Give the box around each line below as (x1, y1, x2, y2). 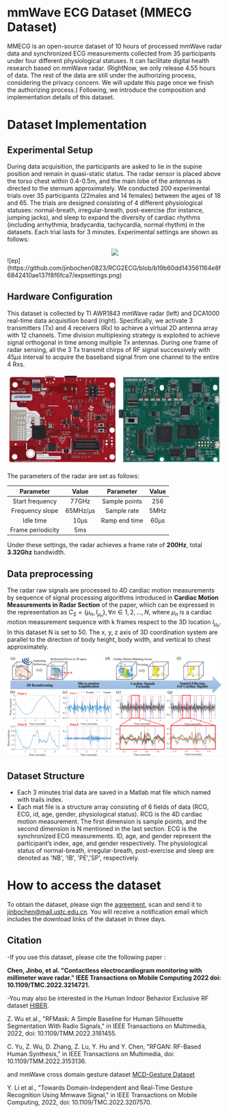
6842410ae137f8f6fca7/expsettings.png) (7, 271, 122, 279)
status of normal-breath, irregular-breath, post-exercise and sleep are (16, 847, 214, 855)
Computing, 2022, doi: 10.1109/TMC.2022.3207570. (7, 1098, 152, 1106)
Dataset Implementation (7, 117, 147, 133)
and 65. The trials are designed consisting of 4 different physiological (7, 199, 203, 207)
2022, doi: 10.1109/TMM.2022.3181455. (7, 1029, 118, 1037)
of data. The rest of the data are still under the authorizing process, (7, 71, 196, 79)
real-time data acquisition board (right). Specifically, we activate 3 (7, 316, 193, 325)
